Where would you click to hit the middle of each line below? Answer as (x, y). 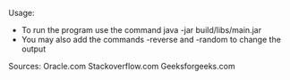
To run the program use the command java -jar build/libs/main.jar (141, 30)
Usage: (21, 13)
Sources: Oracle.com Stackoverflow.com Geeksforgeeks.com (122, 66)
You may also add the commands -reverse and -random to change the (151, 40)
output (34, 49)
